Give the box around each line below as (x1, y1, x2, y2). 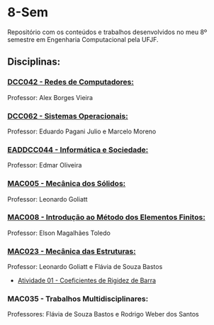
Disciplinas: (7, 56, 61, 68)
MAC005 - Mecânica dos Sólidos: (7, 179, 126, 189)
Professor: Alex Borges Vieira (7, 93, 94, 101)
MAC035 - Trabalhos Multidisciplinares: (7, 294, 149, 304)
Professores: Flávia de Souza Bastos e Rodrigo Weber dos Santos (7, 310, 200, 319)
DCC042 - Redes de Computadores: (7, 77, 135, 87)
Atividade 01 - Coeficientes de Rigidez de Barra (17, 276, 157, 285)
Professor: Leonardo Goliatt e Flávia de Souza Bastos (7, 263, 163, 271)
